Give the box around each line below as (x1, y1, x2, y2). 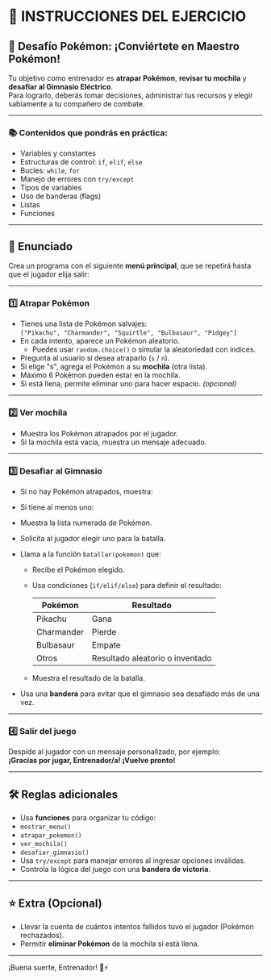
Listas (19, 200, 40, 210)
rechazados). (19, 930, 65, 940)
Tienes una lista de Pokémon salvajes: (19, 319, 148, 329)
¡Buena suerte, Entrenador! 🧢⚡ (8, 962, 109, 972)
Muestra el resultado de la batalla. (31, 673, 145, 682)
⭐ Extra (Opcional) (8, 896, 102, 910)
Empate (91, 640, 121, 650)
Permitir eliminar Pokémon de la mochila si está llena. (19, 939, 200, 949)
